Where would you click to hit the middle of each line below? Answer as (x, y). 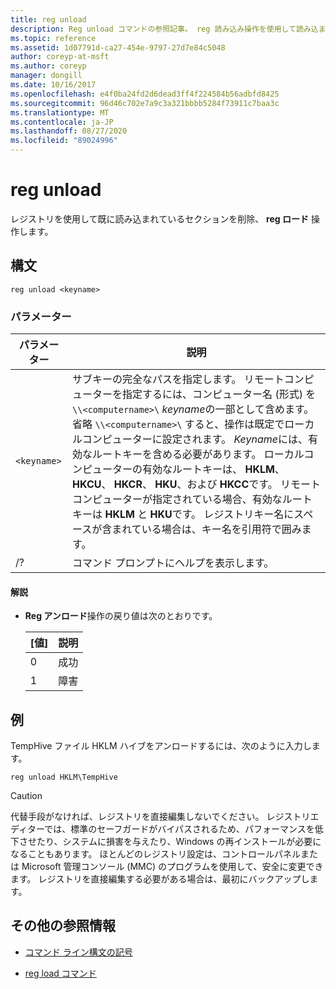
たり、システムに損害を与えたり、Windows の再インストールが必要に (179, 842)
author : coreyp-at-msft (60, 57)
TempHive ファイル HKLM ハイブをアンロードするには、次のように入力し (161, 746)
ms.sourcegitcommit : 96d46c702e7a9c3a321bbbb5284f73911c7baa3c (145, 103)
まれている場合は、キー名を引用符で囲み (206, 529)
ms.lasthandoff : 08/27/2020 (69, 131)
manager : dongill (46, 76)
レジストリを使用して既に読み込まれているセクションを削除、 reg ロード (159, 218)
